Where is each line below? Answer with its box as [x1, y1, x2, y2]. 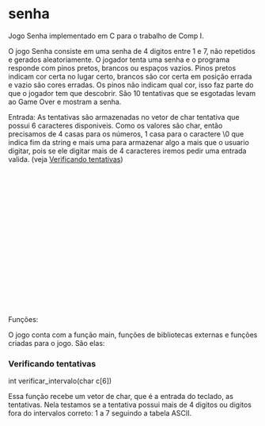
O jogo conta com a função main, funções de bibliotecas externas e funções [8, 330, 258, 340]
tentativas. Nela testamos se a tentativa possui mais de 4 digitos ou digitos [8, 400, 252, 409]
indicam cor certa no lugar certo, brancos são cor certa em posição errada [8, 71, 252, 81]
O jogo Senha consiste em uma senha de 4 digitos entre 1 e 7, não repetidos [8, 46, 256, 56]
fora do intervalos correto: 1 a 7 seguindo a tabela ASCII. [8, 409, 192, 418]
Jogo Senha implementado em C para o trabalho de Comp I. [8, 31, 204, 40]
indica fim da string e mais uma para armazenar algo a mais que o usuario [8, 137, 249, 147]
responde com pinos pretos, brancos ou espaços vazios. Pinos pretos [8, 63, 237, 72]
